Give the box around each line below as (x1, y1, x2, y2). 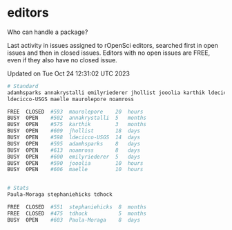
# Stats (7, 185, 30, 192)
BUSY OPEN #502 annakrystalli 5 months (7, 114, 147, 122)
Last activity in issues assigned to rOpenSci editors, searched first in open (7, 41, 219, 49)
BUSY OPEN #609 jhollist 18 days (7, 127, 140, 134)
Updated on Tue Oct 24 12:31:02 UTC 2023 (7, 69, 130, 78)
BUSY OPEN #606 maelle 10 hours (7, 166, 144, 173)
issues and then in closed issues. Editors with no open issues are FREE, (7, 48, 211, 57)
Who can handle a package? (7, 28, 88, 36)
